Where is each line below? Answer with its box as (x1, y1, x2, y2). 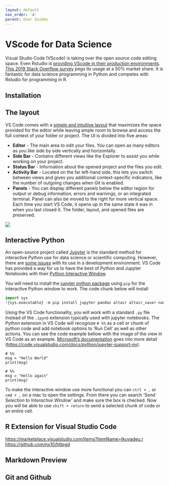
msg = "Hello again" (5, 374, 49, 379)
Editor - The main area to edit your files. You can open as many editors (12, 142, 160, 148)
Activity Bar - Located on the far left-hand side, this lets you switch (12, 169, 153, 175)
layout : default (5, 7, 39, 13)
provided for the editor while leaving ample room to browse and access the (5, 127, 161, 133)
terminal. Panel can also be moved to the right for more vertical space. (12, 196, 158, 202)
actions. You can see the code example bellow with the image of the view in (5, 331, 162, 337)
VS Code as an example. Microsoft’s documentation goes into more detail (5, 336, 157, 342)
